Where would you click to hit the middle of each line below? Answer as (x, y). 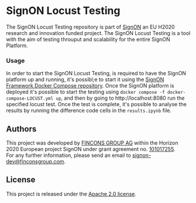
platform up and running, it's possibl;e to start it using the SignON (85, 79)
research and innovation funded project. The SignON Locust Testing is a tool (98, 33)
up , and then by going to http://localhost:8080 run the (120, 98)
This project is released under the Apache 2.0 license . (71, 194)
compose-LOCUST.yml (30, 99)
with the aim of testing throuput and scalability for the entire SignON (88, 39)
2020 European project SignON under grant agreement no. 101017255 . (91, 149)
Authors (21, 129)
